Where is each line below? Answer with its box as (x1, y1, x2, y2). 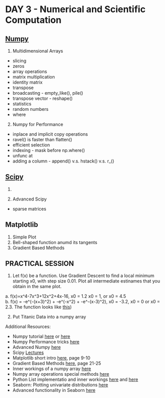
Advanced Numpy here (12, 344, 61, 350)
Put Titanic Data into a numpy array (12, 314, 86, 320)
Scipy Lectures (12, 349, 44, 355)
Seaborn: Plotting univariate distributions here (12, 382, 108, 388)
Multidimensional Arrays (12, 48, 63, 54)
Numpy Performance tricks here (12, 339, 80, 345)
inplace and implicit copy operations (12, 131, 88, 137)
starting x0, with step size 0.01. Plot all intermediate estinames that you (12, 278, 160, 284)
